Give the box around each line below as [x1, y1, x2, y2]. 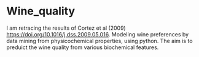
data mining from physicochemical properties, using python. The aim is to [6, 37, 193, 44]
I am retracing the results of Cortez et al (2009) [6, 24, 126, 32]
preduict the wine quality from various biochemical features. [6, 44, 159, 51]
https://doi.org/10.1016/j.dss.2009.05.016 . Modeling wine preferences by [6, 30, 189, 38]
